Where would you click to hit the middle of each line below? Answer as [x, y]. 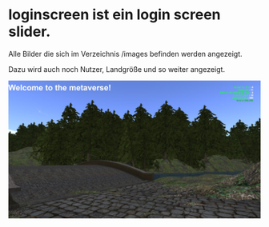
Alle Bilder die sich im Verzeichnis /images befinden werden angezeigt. [125, 54]
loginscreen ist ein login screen [115, 15]
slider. [30, 32]
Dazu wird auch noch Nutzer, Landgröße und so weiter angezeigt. [117, 69]
